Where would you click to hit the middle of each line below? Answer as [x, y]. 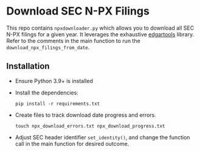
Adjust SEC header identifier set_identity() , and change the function [102, 137]
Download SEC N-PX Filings [78, 11]
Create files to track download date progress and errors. [85, 115]
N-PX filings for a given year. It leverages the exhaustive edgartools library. [100, 34]
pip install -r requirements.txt [57, 104]
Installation [28, 66]
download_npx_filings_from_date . [48, 47]
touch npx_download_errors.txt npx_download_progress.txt [90, 126]
